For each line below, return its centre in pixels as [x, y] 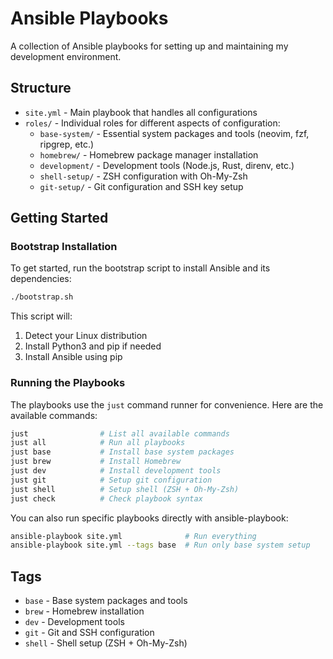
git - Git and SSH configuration [89, 633]
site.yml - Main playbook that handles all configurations [141, 112]
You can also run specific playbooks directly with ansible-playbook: [149, 518]
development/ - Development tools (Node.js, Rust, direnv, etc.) [167, 165]
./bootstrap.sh [42, 297]
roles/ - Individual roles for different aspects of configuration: [152, 123]
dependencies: [41, 279]
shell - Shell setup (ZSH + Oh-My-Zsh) [106, 643]
